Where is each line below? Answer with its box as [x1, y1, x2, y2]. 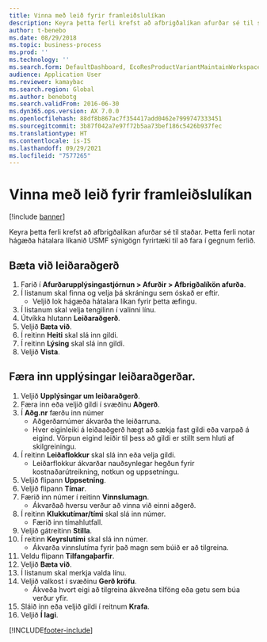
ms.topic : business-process [9, 41, 102, 49]
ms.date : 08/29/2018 [9, 33, 78, 42]
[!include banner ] [9, 212, 66, 222]
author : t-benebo [9, 26, 67, 34]
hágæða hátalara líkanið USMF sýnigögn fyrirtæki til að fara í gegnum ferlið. [9, 235, 256, 246]
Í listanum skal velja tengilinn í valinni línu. [20, 305, 157, 314]
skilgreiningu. [32, 441, 77, 451]
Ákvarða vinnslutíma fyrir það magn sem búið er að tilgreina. [32, 542, 229, 552]
